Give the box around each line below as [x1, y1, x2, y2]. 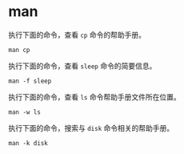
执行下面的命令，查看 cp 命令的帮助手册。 [8, 30, 146, 39]
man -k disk [8, 139, 48, 147]
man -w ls [8, 107, 42, 116]
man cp [8, 46, 30, 54]
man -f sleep [8, 77, 52, 85]
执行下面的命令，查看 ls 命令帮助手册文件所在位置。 [8, 91, 182, 102]
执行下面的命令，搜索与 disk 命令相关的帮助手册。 [8, 123, 174, 132]
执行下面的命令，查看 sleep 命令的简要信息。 [8, 61, 157, 71]
